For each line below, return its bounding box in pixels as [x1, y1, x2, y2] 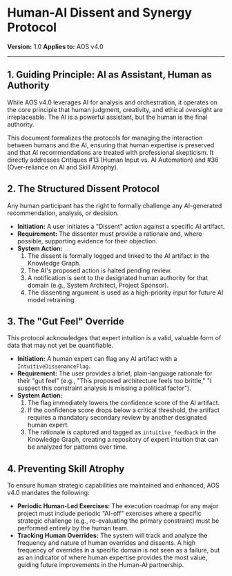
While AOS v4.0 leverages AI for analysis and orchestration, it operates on [7, 98, 218, 106]
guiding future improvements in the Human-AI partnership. [17, 561, 184, 569]
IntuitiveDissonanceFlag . [17, 362, 91, 371]
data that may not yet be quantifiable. [7, 341, 114, 350]
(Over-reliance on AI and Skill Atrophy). [7, 162, 119, 171]
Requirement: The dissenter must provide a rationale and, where [17, 230, 202, 238]
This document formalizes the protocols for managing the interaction [7, 133, 203, 142]
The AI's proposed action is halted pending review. [27, 266, 173, 275]
